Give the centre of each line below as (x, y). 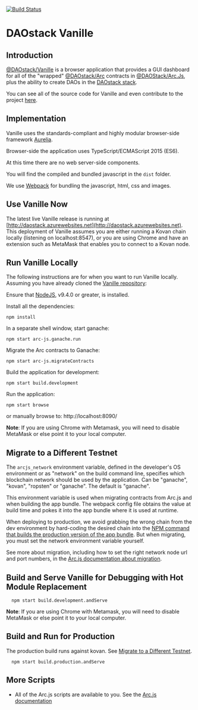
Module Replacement (47, 587)
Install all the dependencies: (40, 306)
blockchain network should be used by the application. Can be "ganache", (97, 480)
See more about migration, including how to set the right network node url (97, 552)
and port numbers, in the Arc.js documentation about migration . (84, 559)
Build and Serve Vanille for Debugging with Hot (95, 577)
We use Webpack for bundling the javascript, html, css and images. (89, 185)
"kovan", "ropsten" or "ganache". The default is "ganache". (78, 486)
